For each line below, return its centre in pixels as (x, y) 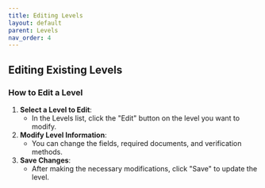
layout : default (35, 23)
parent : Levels (33, 30)
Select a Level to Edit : (56, 109)
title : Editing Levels (46, 15)
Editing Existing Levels (65, 69)
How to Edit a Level (46, 92)
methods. (47, 152)
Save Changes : (45, 160)
